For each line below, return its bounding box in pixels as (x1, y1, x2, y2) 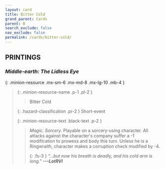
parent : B (5, 21, 26, 26)
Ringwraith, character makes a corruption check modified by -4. (29, 143, 161, 149)
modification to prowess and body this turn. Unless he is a (29, 138, 148, 144)
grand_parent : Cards (5, 16, 48, 21)
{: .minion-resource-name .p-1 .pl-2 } (17, 89, 93, 95)
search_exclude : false (5, 26, 52, 31)
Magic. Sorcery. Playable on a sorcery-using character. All (29, 127, 148, 133)
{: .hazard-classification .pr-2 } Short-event (17, 108, 106, 114)
